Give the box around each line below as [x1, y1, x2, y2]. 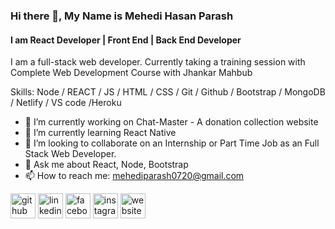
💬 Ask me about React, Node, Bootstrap [24, 159, 189, 171]
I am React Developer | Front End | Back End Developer [10, 34, 242, 46]
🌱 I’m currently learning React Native [24, 127, 177, 139]
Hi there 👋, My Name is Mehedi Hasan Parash [10, 9, 234, 23]
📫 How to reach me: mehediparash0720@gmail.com [24, 170, 245, 182]
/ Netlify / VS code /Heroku [10, 97, 122, 109]
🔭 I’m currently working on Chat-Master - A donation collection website [24, 116, 319, 128]
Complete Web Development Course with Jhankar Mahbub [10, 67, 253, 79]
